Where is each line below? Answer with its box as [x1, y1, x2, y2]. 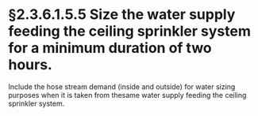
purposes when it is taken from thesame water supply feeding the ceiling [8, 90, 247, 99]
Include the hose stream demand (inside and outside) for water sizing [8, 81, 236, 92]
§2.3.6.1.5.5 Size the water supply [8, 6, 236, 24]
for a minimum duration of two [8, 39, 212, 57]
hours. [8, 56, 53, 74]
